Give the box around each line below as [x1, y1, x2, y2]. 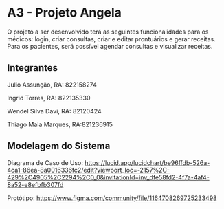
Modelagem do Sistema [7, 140, 111, 152]
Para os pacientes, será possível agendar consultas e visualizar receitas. [7, 42, 213, 50]
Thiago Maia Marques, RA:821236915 [7, 120, 113, 129]
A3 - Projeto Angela [7, 5, 122, 21]
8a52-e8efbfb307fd [7, 180, 64, 188]
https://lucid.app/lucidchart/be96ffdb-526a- [85, 158, 210, 166]
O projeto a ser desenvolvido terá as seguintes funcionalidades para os [7, 27, 209, 36]
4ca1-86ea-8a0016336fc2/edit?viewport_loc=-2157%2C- [7, 166, 170, 174]
